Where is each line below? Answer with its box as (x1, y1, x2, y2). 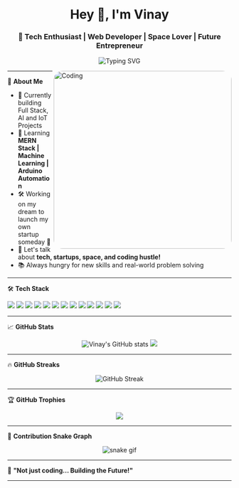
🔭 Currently (17, 91, 52, 100)
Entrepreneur (95, 41, 144, 51)
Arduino (17, 166, 43, 175)
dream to (17, 208, 45, 216)
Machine (17, 152, 45, 160)
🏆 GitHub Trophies (7, 396, 66, 404)
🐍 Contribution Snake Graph (7, 432, 92, 440)
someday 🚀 (17, 238, 51, 246)
